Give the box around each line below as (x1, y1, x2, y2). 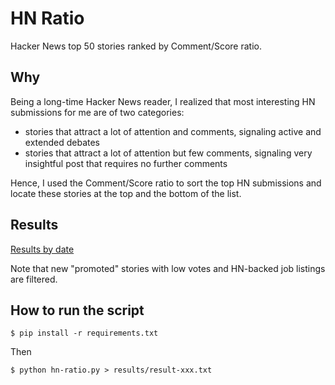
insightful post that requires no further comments (24, 157, 228, 169)
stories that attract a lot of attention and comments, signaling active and (24, 125, 322, 137)
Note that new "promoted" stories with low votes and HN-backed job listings (10, 262, 326, 274)
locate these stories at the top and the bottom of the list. (10, 187, 242, 199)
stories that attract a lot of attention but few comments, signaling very (24, 147, 313, 159)
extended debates (24, 136, 100, 148)
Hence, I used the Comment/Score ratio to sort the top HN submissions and (10, 177, 322, 189)
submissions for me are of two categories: (10, 106, 185, 118)
